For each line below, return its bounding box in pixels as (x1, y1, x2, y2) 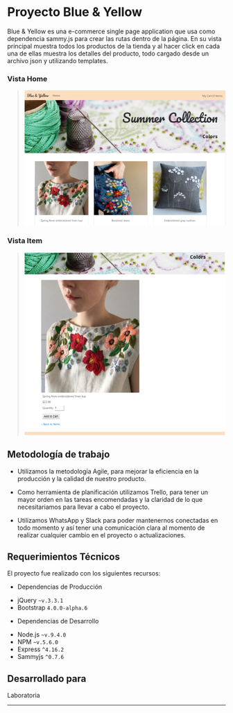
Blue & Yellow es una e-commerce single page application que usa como (7, 27, 216, 35)
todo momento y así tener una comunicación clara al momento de (17, 523, 205, 532)
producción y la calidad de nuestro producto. (17, 474, 146, 483)
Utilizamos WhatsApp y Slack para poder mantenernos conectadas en (17, 516, 218, 524)
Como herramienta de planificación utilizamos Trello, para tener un (17, 487, 208, 496)
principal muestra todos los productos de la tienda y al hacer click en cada (7, 42, 221, 50)
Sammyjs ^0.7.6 (17, 653, 64, 661)
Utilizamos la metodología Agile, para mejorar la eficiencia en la (17, 467, 199, 476)
